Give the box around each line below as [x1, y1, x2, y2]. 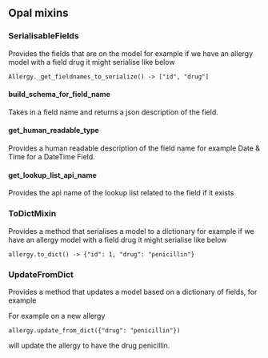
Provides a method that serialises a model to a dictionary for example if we [8, 226, 254, 235]
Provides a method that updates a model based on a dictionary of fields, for [8, 287, 258, 296]
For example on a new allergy [8, 311, 106, 320]
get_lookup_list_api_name [8, 170, 98, 179]
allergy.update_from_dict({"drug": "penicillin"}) [8, 326, 181, 335]
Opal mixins [8, 6, 70, 20]
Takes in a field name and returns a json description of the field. [8, 107, 218, 117]
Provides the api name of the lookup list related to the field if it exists [8, 188, 234, 198]
